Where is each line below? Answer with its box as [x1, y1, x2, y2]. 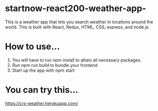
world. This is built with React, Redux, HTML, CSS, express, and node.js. [5, 24, 150, 30]
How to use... [5, 41, 60, 52]
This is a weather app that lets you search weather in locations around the [5, 19, 153, 25]
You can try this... [5, 84, 79, 95]
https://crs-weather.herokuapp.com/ [5, 100, 79, 106]
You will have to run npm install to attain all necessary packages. [12, 57, 142, 63]
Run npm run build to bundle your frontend [12, 62, 98, 68]
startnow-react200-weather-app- [5, 3, 146, 14]
